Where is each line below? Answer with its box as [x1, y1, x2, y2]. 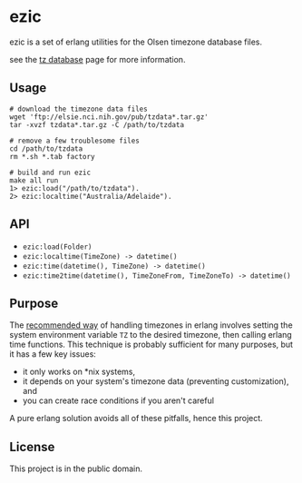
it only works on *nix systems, [22, 366, 136, 378]
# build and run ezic [9, 168, 92, 177]
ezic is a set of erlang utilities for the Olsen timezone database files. [9, 36, 263, 47]
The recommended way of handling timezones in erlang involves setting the [9, 320, 293, 330]
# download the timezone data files [9, 104, 148, 113]
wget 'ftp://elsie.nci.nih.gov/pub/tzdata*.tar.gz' [9, 112, 209, 122]
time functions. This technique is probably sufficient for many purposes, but [9, 339, 293, 350]
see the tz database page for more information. [9, 54, 186, 64]
